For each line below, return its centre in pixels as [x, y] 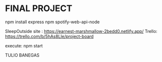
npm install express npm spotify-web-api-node [52, 22]
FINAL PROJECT [39, 8]
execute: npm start [24, 46]
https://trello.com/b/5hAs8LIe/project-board [49, 36]
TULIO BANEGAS [22, 55]
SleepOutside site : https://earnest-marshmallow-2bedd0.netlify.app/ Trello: [81, 31]
